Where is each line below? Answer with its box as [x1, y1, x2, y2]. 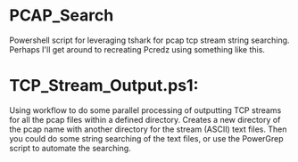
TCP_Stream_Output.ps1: [9, 76, 199, 96]
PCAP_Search [9, 5, 114, 26]
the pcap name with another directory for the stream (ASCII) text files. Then [9, 124, 287, 134]
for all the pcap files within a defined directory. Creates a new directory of [9, 114, 281, 125]
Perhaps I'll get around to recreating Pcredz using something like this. [9, 44, 266, 54]
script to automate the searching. [9, 142, 131, 153]
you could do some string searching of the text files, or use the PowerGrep [9, 133, 284, 143]
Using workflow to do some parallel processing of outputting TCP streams [9, 104, 282, 116]
